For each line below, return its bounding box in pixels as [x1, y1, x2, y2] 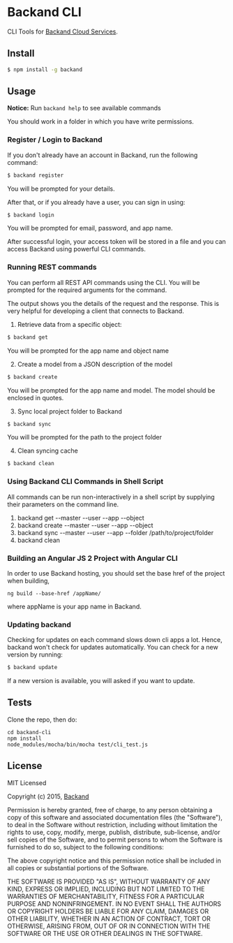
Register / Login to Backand [7, 135, 103, 145]
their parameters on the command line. [7, 500, 119, 509]
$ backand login [7, 211, 54, 219]
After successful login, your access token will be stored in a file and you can [7, 237, 227, 246]
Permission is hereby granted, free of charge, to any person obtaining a [7, 805, 213, 814]
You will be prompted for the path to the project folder [7, 433, 163, 441]
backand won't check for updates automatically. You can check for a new [7, 643, 218, 652]
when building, [7, 576, 50, 585]
